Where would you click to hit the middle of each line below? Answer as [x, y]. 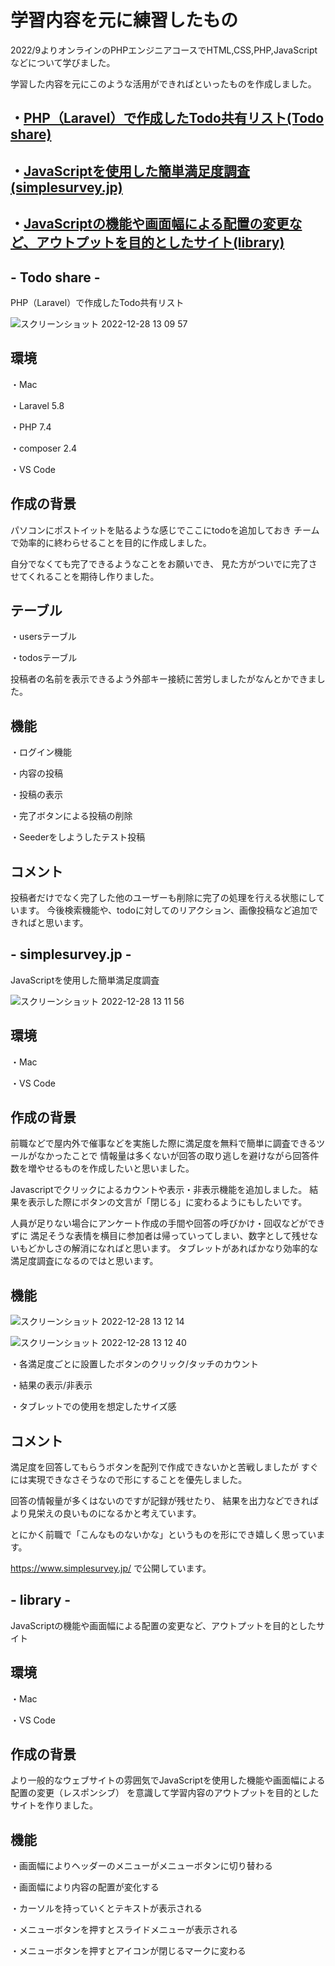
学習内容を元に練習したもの [124, 20]
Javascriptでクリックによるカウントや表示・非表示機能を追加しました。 [159, 1190]
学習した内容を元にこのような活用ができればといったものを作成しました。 [163, 83]
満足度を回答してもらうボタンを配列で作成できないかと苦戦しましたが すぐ [164, 1467]
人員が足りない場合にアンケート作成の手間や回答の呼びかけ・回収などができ [168, 1223]
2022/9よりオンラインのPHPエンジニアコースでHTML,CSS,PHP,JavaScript [164, 50]
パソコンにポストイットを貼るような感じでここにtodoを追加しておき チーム [165, 530]
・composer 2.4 [43, 448]
